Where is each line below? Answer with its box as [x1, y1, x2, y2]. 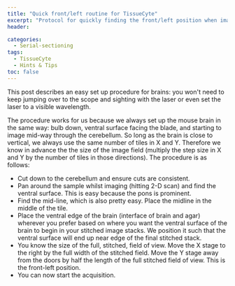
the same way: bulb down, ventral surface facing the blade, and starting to [7, 123, 222, 131]
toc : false [7, 68, 39, 76]
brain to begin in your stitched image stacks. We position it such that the [17, 226, 226, 234]
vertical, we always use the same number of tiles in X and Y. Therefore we [7, 138, 221, 147]
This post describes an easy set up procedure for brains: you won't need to [7, 87, 225, 96]
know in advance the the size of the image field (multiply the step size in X [7, 145, 222, 154]
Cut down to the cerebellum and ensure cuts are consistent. [17, 174, 190, 183]
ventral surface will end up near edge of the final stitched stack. [17, 234, 202, 242]
